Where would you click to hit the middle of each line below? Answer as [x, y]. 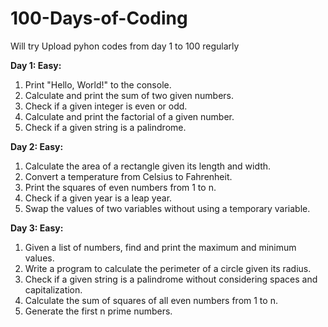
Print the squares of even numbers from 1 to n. [120, 187]
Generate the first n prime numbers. [98, 311]
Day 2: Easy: [37, 146]
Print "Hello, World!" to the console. [98, 84]
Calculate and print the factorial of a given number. [129, 116]
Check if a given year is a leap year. [98, 198]
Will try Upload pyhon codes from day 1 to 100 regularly [125, 46]
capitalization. [53, 289]
